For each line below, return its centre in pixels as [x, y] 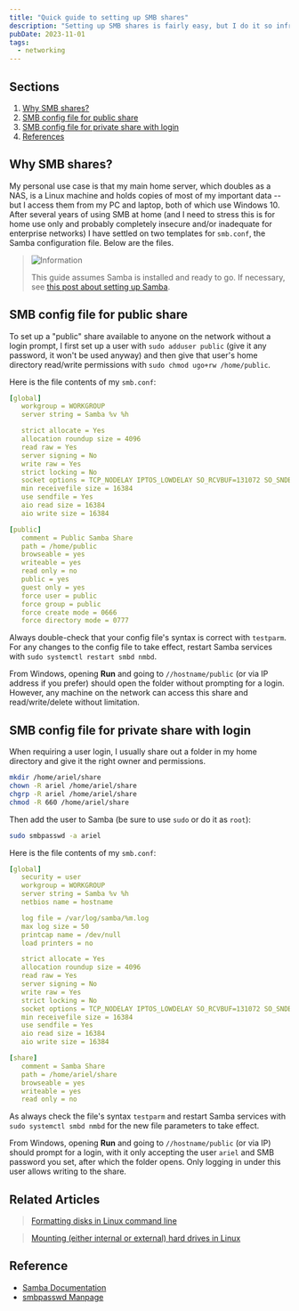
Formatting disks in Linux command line [104, 1221]
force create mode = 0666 [69, 612]
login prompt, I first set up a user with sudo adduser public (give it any [138, 346]
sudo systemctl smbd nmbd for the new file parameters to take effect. [134, 1126]
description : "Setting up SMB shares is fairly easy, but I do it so [141, 26]
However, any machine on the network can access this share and [129, 693]
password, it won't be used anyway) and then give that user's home [133, 355]
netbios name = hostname [67, 902]
